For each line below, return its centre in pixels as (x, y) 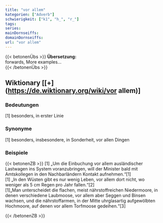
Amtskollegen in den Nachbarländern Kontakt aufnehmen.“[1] (68, 174)
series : (13, 28)
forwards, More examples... (33, 62)
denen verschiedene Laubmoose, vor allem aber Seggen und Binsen (76, 195)
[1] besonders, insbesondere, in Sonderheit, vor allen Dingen (67, 139)
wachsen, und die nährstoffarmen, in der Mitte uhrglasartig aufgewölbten (80, 201)
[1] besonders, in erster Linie (34, 116)
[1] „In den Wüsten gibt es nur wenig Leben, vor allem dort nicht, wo (75, 179)
